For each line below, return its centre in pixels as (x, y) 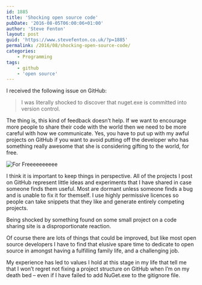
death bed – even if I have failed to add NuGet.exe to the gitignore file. (93, 275)
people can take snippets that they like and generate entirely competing (96, 202)
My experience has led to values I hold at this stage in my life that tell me (96, 263)
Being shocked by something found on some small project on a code (91, 220)
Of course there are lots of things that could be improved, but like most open (101, 238)
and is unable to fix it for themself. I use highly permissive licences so (93, 195)
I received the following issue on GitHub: (57, 91)
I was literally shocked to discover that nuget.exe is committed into (104, 103)
